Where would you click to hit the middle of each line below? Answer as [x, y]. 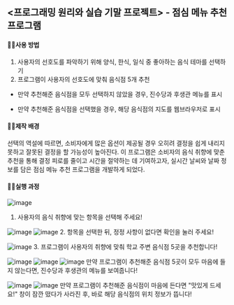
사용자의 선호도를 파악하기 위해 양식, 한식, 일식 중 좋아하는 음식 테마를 [112, 62]
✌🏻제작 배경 [23, 126]
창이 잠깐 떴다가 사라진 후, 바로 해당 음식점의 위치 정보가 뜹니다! [105, 294]
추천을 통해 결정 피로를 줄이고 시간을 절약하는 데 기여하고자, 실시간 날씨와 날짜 [114, 160]
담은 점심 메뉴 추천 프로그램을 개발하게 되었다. [82, 169]
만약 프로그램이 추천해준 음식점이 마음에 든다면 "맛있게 [134, 285]
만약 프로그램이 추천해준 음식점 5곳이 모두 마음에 [152, 262]
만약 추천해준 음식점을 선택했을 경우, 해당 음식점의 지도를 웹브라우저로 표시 [119, 109]
